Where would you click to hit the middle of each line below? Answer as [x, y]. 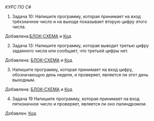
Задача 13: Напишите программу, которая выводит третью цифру [80, 45]
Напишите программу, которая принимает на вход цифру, [72, 69]
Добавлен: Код [21, 113]
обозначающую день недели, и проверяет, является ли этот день [80, 75]
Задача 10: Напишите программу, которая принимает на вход [76, 16]
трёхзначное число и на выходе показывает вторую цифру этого [79, 22]
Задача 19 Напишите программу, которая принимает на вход [76, 99]
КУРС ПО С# [18, 7]
